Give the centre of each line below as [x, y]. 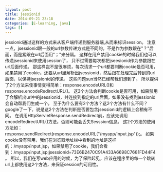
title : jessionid [23, 14]
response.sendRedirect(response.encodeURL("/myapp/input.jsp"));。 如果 [80, 134]
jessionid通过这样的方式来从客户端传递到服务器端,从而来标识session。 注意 [80, 43]
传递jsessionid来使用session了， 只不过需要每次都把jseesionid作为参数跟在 [80, 61]
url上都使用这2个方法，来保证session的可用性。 [53, 165]
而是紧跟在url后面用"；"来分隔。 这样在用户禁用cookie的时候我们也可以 [85, 55]
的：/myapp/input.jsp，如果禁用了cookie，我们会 [54, 146]
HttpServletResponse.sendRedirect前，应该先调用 [78, 116]
